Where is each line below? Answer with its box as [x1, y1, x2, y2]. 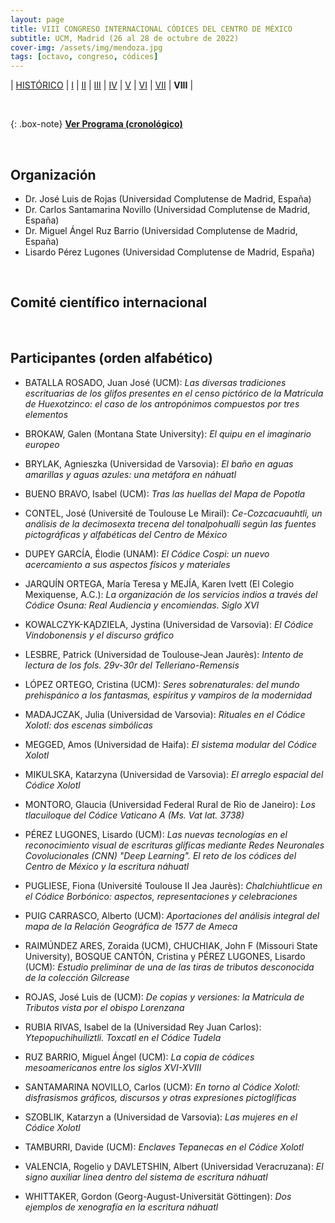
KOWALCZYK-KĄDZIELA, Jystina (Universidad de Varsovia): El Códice [24, 618, 314, 630]
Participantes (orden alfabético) [10, 350, 213, 367]
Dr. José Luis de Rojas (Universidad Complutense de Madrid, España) [24, 192, 312, 205]
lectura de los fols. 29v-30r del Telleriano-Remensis [24, 659, 240, 671]
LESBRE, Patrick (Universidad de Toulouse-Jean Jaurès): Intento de [24, 648, 304, 660]
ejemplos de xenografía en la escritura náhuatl [24, 1201, 219, 1213]
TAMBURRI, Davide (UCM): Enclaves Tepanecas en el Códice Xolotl [24, 1141, 304, 1153]
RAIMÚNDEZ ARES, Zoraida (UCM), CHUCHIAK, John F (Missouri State [24, 939, 318, 951]
